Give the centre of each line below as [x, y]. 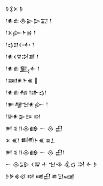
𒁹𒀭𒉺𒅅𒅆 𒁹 [23, 68]
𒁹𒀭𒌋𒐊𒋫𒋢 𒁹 [22, 57]
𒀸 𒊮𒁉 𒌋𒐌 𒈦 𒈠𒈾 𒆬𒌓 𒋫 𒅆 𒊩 [51, 164]
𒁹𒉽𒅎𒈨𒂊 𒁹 [21, 33]
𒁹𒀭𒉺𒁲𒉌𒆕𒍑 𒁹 [29, 21]
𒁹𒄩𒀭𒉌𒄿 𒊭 [23, 116]
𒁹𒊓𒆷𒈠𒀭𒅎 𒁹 [27, 104]
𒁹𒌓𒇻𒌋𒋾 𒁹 [20, 45]
